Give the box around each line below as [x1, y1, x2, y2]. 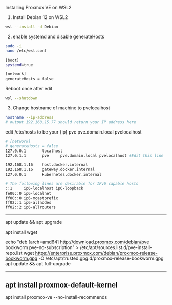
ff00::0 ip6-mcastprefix [5, 195, 58, 201]
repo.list [5, 250, 23, 256]
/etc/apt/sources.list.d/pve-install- [80, 244, 153, 251]
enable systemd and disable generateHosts [12, 33, 105, 40]
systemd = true [5, 62, 33, 67]
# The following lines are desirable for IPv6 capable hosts [5, 181, 139, 186]
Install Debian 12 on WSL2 [12, 14, 68, 20]
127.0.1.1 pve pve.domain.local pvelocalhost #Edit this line [5, 153, 164, 158]
